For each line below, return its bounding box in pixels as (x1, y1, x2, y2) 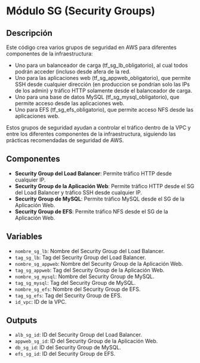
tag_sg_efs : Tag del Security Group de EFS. (14, 291, 122, 299)
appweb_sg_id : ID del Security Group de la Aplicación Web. (14, 337, 158, 344)
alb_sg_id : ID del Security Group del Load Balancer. (14, 331, 142, 339)
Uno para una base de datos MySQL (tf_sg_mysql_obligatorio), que (14, 94, 180, 100)
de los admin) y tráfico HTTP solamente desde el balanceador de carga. (14, 87, 192, 94)
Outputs (6, 315, 38, 326)
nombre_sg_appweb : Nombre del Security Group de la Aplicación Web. (14, 260, 183, 267)
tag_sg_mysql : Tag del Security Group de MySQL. (14, 279, 136, 286)
